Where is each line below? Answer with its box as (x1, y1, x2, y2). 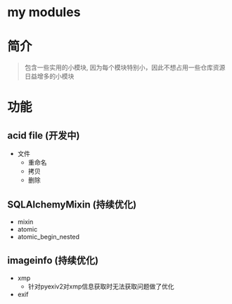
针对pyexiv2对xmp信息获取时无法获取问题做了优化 (27, 282, 174, 291)
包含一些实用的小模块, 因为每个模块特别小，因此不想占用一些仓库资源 (24, 63, 226, 72)
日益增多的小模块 (24, 72, 75, 81)
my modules (7, 4, 81, 20)
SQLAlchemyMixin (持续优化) (7, 198, 137, 210)
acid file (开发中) (7, 129, 80, 141)
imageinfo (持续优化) (7, 255, 99, 267)
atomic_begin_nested (17, 232, 79, 241)
